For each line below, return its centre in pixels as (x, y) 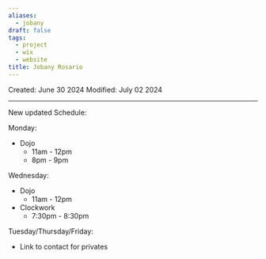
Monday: (23, 128)
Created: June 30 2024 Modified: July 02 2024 (85, 90)
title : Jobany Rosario (46, 67)
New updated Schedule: (47, 112)
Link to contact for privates (64, 246)
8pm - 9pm (50, 160)
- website (31, 60)
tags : (17, 38)
